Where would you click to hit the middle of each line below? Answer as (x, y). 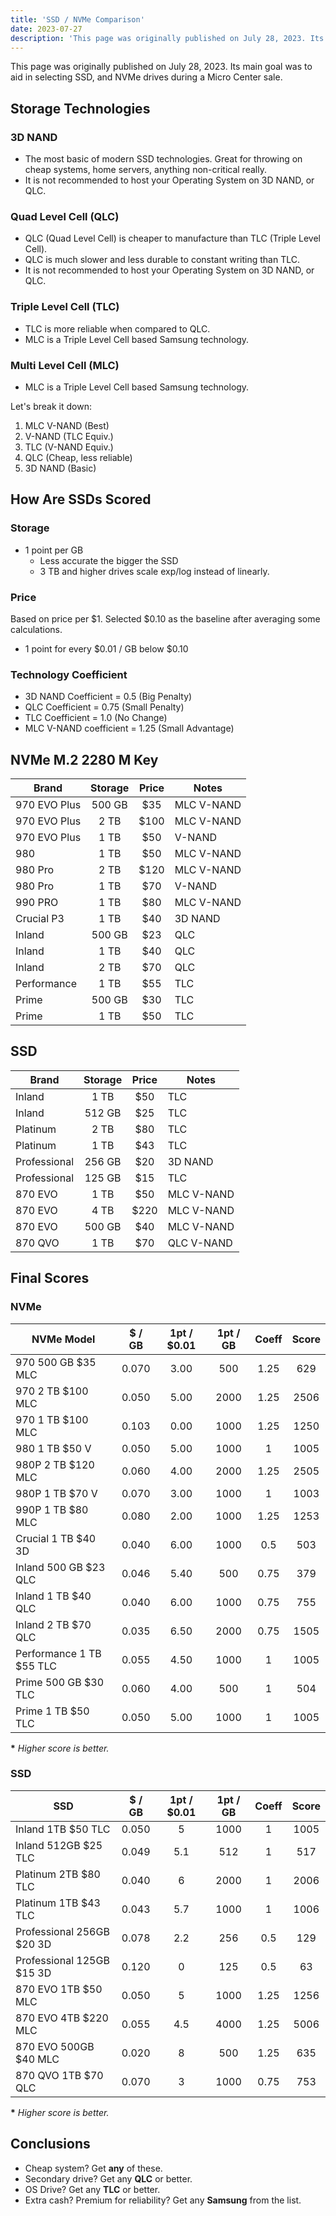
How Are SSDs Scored (81, 499)
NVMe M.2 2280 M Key (84, 759)
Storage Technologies (80, 108)
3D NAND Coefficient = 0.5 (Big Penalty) (108, 697)
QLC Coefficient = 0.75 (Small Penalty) (104, 707)
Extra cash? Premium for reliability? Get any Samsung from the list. (163, 2200)
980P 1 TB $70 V (56, 1493)
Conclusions (50, 2144)
